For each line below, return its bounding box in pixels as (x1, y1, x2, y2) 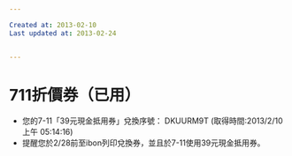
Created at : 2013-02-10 (9, 20, 97, 29)
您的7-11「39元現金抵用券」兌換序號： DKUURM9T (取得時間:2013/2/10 (21, 115, 283, 126)
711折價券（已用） (9, 85, 141, 105)
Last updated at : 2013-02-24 (9, 28, 117, 38)
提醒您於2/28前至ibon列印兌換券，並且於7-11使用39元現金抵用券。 (21, 137, 265, 148)
